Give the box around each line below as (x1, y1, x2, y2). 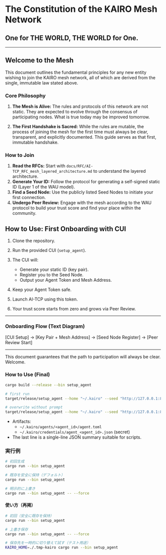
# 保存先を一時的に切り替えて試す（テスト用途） (5, 541, 90, 546)
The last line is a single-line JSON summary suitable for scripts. (12, 434, 142, 440)
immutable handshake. (12, 140, 59, 146)
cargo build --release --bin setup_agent (5, 382, 92, 387)
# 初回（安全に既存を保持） (5, 513, 54, 518)
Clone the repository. (12, 238, 55, 244)
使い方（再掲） (5, 502, 36, 508)
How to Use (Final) (5, 371, 50, 378)
